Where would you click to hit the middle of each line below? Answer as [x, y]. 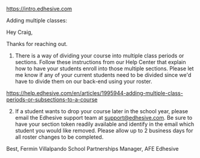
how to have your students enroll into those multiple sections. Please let [105, 68]
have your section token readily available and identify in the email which [105, 124]
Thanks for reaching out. [37, 44]
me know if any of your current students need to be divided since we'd [103, 75]
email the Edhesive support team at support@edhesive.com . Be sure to [104, 118]
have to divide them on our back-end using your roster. [83, 81]
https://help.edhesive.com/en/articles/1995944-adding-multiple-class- [95, 93]
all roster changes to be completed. [59, 137]
